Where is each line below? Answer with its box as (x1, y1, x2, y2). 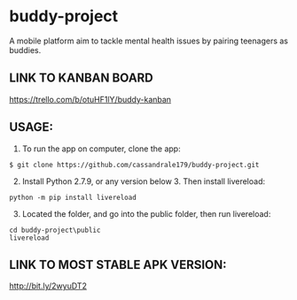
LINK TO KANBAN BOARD (9, 71, 153, 86)
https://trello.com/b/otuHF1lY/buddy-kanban (9, 94, 171, 104)
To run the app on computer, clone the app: (21, 143, 181, 154)
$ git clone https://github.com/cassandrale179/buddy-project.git (9, 160, 260, 169)
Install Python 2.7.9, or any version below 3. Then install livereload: (21, 175, 266, 187)
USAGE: (9, 119, 54, 135)
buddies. (9, 44, 42, 55)
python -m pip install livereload (9, 193, 137, 202)
